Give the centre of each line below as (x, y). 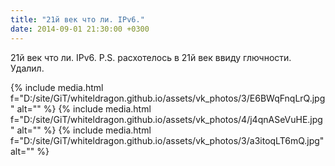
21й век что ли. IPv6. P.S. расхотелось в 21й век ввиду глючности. (151, 57)
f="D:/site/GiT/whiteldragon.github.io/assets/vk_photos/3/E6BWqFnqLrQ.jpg (168, 98)
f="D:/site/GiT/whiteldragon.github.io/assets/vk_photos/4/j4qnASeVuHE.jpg (166, 119)
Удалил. (27, 68)
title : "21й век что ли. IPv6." (77, 19)
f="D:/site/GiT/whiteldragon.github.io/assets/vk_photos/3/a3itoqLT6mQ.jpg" (167, 140)
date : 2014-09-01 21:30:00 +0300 (80, 29)
